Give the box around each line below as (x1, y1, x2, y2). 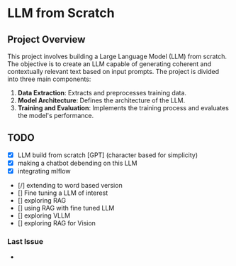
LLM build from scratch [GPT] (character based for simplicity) (17, 151, 198, 159)
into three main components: (7, 75, 91, 83)
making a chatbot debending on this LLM (17, 159, 137, 167)
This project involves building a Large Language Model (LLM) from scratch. (7, 52, 227, 60)
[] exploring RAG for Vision (17, 219, 96, 227)
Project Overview (7, 33, 86, 46)
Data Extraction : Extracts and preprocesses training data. (17, 89, 186, 97)
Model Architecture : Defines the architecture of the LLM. (17, 96, 186, 105)
